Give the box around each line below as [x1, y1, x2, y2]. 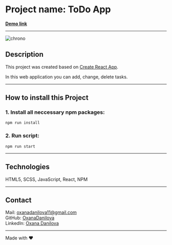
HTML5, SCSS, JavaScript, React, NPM [5, 176, 88, 182]
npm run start [5, 144, 36, 149]
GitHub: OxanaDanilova [5, 215, 55, 221]
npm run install [5, 120, 40, 126]
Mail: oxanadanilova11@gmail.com [5, 209, 77, 216]
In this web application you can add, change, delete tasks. [5, 73, 128, 80]
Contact [5, 196, 32, 205]
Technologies [5, 162, 50, 171]
